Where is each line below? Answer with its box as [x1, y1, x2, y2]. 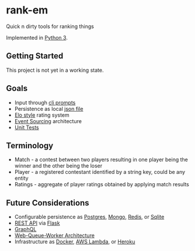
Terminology [6, 141, 54, 151]
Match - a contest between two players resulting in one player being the [14, 156, 188, 163]
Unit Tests [14, 124, 39, 131]
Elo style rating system [14, 111, 70, 118]
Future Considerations [6, 198, 89, 208]
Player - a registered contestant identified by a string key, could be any [14, 169, 186, 176]
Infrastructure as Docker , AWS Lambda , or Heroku [14, 238, 135, 245]
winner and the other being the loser [14, 162, 103, 169]
